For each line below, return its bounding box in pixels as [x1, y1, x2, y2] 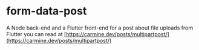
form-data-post [6, 4, 87, 18]
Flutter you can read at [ [6, 30, 67, 37]
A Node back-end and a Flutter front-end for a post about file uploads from [6, 24, 194, 31]
